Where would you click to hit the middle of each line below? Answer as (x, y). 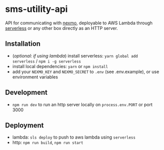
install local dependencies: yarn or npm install (60, 66)
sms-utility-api (36, 9)
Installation (23, 44)
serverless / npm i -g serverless (47, 61)
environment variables (35, 77)
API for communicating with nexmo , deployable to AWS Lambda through (79, 23)
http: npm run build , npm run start (48, 143)
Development (27, 93)
